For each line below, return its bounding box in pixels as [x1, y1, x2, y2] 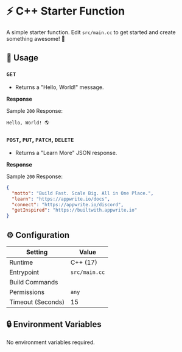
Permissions [9, 287, 44, 296]
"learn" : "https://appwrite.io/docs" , [12, 196, 111, 202]
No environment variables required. [6, 339, 96, 346]
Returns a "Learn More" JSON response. [15, 149, 117, 156]
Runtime [9, 258, 33, 267]
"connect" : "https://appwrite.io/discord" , [12, 201, 124, 207]
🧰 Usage [6, 52, 38, 63]
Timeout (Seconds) [9, 298, 65, 306]
